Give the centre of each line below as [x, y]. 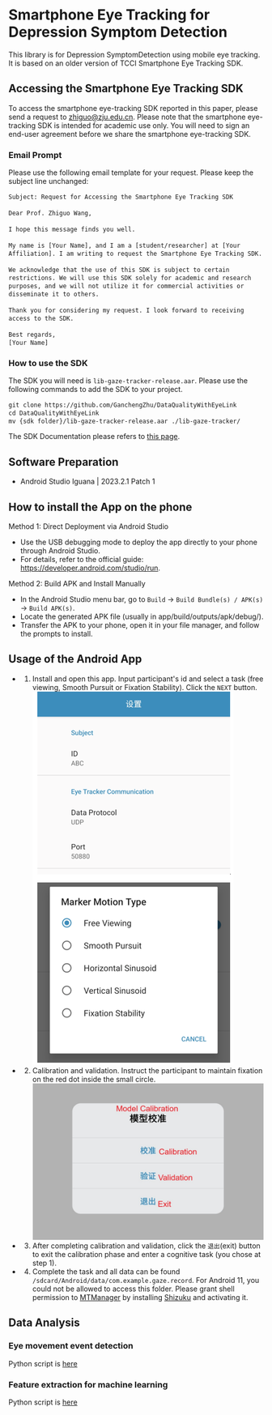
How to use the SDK [48, 363]
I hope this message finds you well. [72, 230]
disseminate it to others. [54, 294]
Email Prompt [35, 155]
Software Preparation [64, 462]
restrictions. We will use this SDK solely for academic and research [130, 278]
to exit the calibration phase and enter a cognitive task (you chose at [147, 1255]
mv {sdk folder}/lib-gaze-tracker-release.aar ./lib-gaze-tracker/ [125, 422]
